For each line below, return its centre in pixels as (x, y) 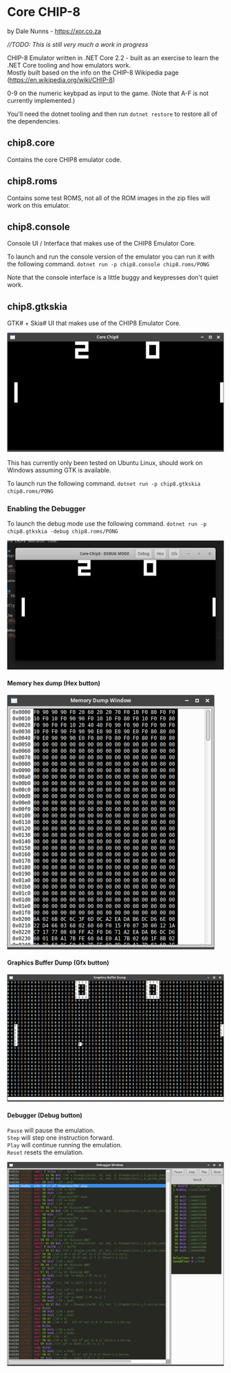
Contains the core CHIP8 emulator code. (64, 159)
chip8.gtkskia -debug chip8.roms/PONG (63, 532)
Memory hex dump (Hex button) (54, 683)
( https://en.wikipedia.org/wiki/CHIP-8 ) (61, 79)
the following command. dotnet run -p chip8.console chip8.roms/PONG (108, 264)
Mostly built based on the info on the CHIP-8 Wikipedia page (93, 72)
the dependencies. (34, 121)
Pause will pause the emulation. (51, 1130)
